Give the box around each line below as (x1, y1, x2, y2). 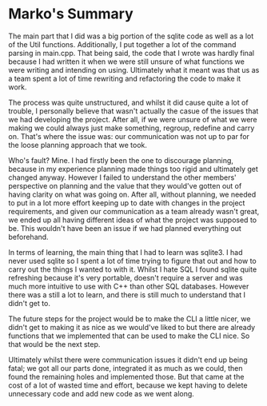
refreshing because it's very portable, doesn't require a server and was (8, 273, 243, 282)
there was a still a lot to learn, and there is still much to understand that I (8, 289, 246, 300)
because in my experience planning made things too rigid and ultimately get (8, 164, 258, 173)
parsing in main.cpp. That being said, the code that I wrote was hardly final (8, 48, 254, 58)
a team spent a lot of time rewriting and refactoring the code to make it (8, 74, 241, 83)
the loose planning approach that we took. (8, 140, 148, 149)
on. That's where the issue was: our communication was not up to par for (8, 131, 250, 141)
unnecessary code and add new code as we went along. (8, 388, 194, 398)
